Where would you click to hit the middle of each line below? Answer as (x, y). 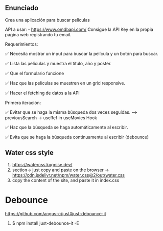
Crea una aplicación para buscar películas (47, 20)
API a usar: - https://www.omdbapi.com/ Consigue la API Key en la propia (79, 29)
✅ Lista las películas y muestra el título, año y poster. (58, 63)
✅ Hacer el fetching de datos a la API (42, 93)
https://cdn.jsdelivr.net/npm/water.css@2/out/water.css (68, 175)
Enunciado (22, 8)
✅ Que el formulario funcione (35, 73)
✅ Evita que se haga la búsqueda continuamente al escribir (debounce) (77, 137)
